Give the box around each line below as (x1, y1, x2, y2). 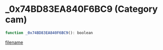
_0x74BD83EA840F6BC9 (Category (5, 3, 158, 15)
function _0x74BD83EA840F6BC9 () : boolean (5, 30, 93, 35)
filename (5, 39, 24, 45)
